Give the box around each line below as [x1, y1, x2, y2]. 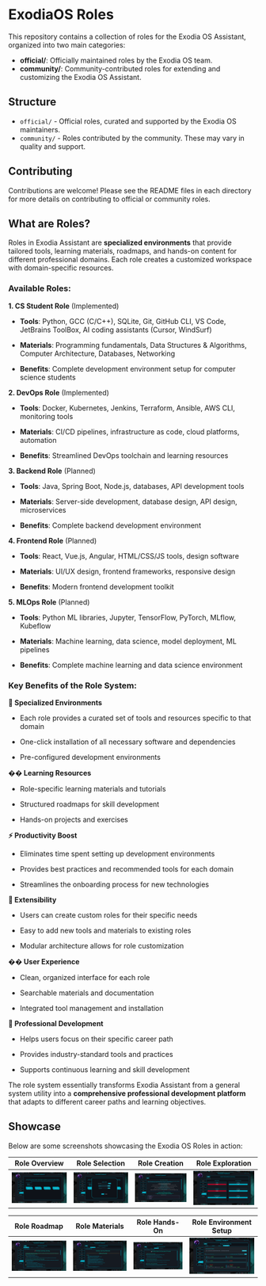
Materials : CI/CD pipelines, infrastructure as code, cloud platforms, [19, 426, 240, 437]
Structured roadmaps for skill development [19, 799, 160, 809]
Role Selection [76, 1158, 125, 1168]
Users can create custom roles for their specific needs [19, 910, 198, 920]
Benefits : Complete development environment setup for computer [19, 364, 236, 373]
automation [19, 435, 57, 445]
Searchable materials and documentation [19, 988, 154, 998]
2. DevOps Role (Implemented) [8, 387, 109, 397]
